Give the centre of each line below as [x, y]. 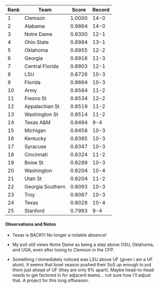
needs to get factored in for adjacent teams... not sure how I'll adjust [81, 275]
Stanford [34, 211]
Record [101, 10]
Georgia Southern [45, 186]
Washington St [41, 114]
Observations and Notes [31, 224]
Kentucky [35, 139]
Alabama [35, 26]
